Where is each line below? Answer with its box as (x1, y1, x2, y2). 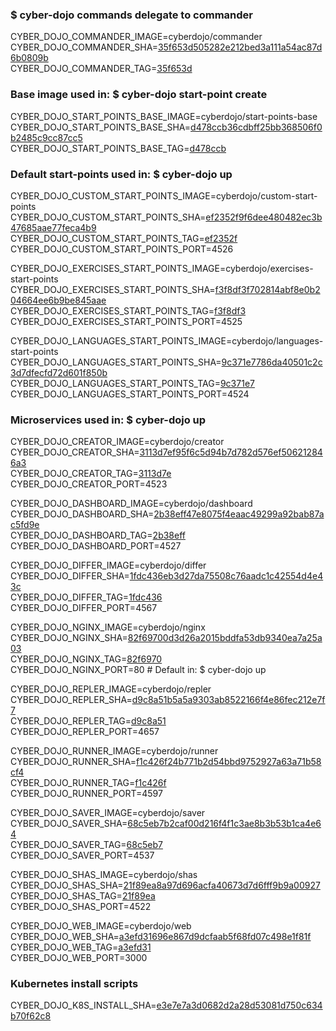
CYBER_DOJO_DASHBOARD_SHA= (10, 508, 155, 520)
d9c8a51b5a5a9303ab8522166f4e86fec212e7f (131, 694, 326, 706)
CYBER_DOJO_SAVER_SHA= (10, 818, 128, 830)
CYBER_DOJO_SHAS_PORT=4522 (10, 901, 152, 913)
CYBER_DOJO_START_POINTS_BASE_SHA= (10, 121, 192, 133)
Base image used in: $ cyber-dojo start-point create (10, 88, 268, 102)
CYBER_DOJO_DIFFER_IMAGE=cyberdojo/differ (10, 559, 207, 572)
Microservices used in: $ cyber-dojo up (10, 413, 207, 427)
